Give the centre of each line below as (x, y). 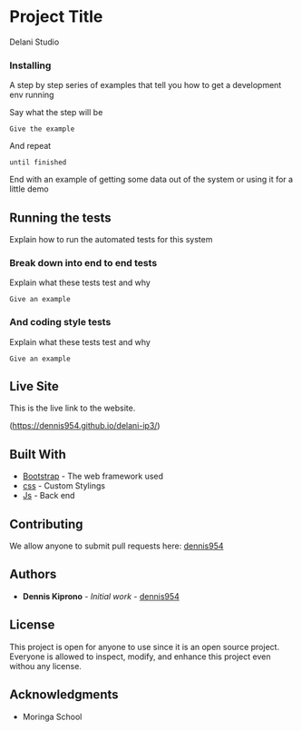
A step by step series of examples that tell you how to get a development (146, 85)
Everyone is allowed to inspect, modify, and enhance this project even (140, 657)
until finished (38, 163)
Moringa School (52, 716)
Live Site (34, 386)
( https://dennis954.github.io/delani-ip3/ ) (85, 426)
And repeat (30, 146)
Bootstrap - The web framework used (93, 476)
